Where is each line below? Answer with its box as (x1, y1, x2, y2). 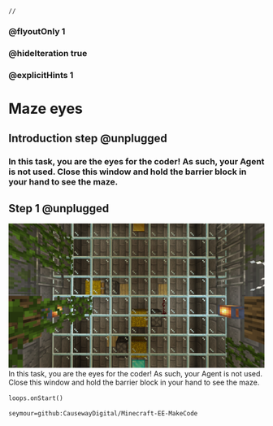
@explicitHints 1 (8, 69, 74, 80)
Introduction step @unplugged (8, 132, 168, 146)
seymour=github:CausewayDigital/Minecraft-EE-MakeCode (8, 409, 198, 417)
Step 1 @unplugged (8, 202, 110, 215)
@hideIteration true (8, 47, 88, 59)
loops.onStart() (8, 393, 63, 402)
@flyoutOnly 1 (8, 25, 66, 37)
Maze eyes (8, 99, 84, 118)
